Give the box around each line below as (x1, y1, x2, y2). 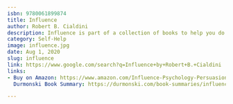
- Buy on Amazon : (7, 74, 58, 81)
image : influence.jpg (7, 42, 70, 49)
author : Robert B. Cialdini (7, 23, 89, 30)
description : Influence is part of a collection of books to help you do (7, 29, 225, 37)
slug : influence (7, 55, 54, 62)
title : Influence (7, 17, 58, 23)
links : (7, 67, 26, 74)
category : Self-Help (7, 36, 67, 43)
